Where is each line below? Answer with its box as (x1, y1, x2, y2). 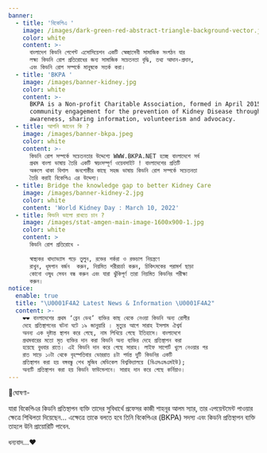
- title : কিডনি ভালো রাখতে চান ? (15, 211, 105, 219)
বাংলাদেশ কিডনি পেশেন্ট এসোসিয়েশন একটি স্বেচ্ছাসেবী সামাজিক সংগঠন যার (29, 48, 185, 56)
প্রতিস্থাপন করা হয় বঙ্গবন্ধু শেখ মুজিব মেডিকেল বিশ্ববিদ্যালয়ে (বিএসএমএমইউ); (22, 358, 186, 366)
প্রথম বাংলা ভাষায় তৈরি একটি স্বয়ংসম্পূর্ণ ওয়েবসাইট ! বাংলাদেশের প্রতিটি (29, 160, 180, 168)
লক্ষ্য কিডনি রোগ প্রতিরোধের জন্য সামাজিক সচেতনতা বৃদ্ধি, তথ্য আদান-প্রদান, (29, 56, 195, 64)
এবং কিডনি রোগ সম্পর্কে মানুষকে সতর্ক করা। (29, 64, 126, 72)
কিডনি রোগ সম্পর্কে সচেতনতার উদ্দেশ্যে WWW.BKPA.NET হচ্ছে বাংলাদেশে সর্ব (29, 152, 200, 160)
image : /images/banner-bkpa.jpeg (22, 130, 133, 137)
